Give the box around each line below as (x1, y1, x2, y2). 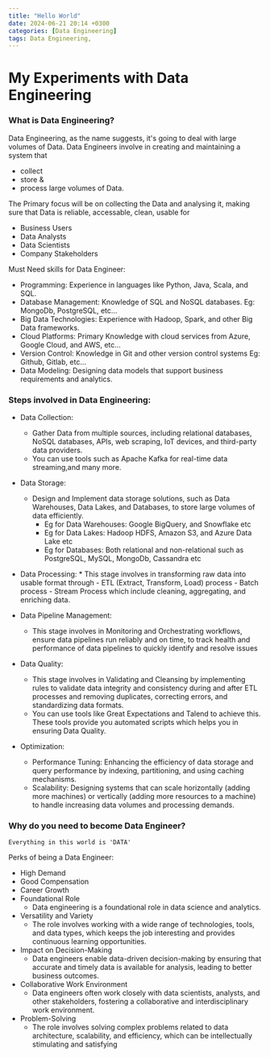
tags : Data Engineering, (8, 34, 92, 43)
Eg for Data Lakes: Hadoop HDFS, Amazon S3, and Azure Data (44, 528, 252, 538)
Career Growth (19, 885, 70, 895)
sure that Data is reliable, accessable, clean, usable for (8, 207, 190, 217)
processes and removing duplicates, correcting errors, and (31, 692, 228, 701)
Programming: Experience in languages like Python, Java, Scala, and (19, 280, 248, 289)
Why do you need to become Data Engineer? (8, 820, 186, 831)
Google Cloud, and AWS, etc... (19, 339, 121, 349)
